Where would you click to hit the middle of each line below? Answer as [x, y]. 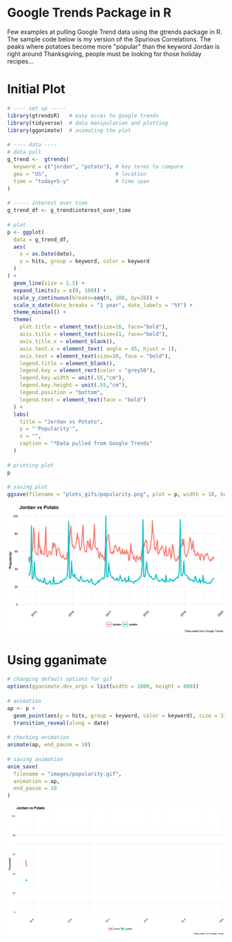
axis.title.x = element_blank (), [68, 341]
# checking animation [38, 738]
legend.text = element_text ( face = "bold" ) [83, 400]
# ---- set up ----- [37, 108]
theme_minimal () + [40, 312]
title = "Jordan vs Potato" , [61, 422]
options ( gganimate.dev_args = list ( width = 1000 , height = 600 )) [103, 686]
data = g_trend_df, [41, 240]
